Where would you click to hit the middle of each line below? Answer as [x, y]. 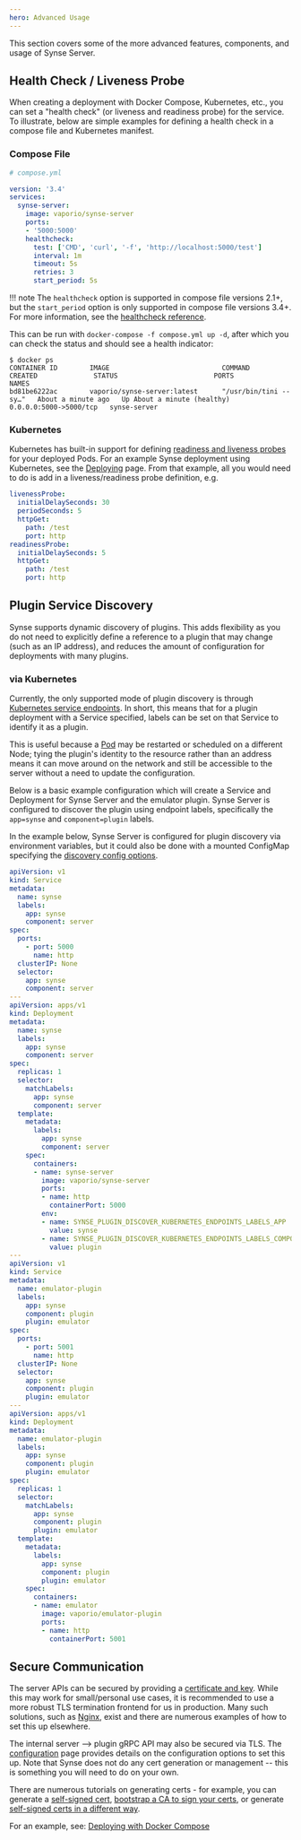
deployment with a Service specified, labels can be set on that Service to [144, 717]
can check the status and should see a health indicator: [112, 344]
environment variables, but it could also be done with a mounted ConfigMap [149, 846]
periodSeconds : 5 [50, 511]
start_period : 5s [65, 281]
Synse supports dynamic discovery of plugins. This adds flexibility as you [145, 627]
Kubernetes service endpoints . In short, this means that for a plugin [133, 708]
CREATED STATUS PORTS [122, 376]
